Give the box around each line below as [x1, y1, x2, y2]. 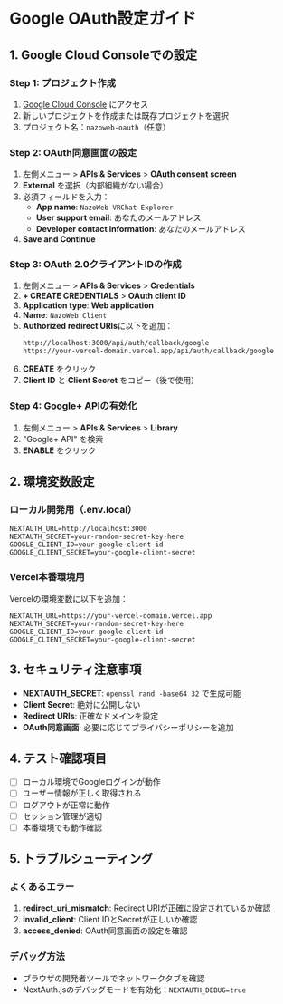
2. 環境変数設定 [9, 474, 95, 489]
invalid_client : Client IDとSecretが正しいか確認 [22, 914, 198, 925]
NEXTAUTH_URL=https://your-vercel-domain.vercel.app [9, 611, 212, 621]
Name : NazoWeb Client [22, 310, 107, 321]
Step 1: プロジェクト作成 [9, 76, 116, 89]
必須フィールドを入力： [22, 191, 110, 202]
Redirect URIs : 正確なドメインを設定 [22, 710, 159, 721]
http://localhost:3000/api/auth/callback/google [22, 339, 210, 348]
